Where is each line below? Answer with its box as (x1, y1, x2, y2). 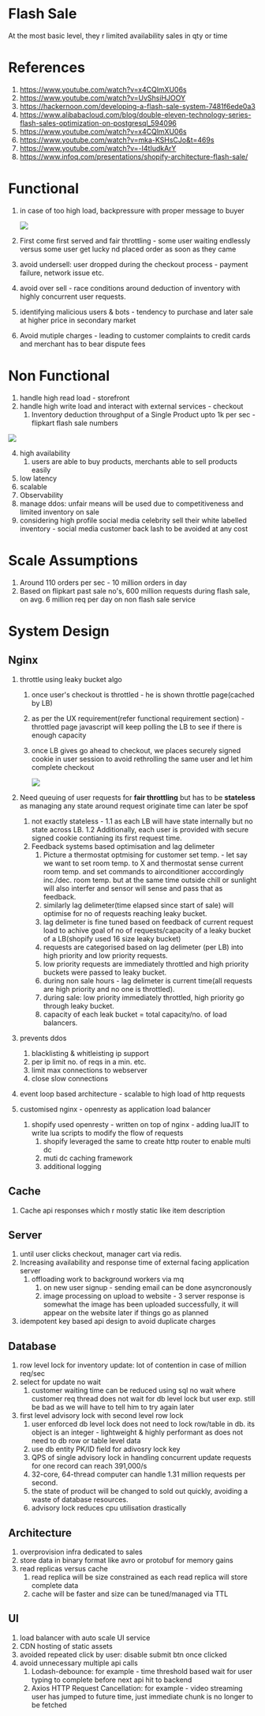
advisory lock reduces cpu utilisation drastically (31, 1503, 187, 1513)
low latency (19, 473, 58, 483)
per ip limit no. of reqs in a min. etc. (31, 1057, 147, 1066)
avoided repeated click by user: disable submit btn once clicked (19, 1650, 227, 1659)
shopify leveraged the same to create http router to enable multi (43, 1136, 251, 1146)
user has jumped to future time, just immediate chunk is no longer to (31, 1691, 254, 1701)
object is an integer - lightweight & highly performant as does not (31, 1427, 244, 1437)
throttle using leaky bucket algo (19, 674, 122, 684)
